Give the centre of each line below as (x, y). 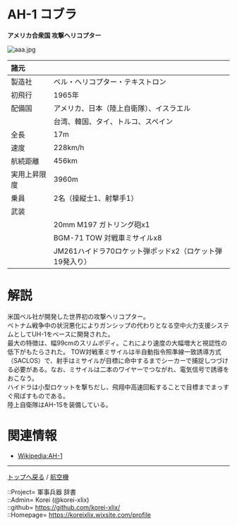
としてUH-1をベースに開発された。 (63, 334)
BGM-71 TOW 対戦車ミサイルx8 (108, 238)
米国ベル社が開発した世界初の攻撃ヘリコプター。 (78, 316)
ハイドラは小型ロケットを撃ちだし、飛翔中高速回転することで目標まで (109, 387)
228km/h (69, 147)
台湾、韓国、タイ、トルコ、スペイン (113, 121)
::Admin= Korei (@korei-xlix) (48, 500)
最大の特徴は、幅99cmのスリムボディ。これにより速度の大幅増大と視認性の (117, 343)
